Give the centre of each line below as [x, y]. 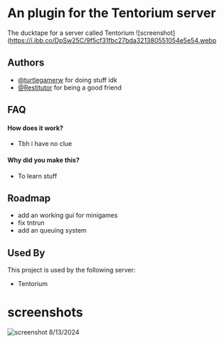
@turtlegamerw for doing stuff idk [67, 80]
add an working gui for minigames [68, 216]
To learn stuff [37, 176]
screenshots [45, 313]
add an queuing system [52, 231]
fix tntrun [31, 223]
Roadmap [29, 198]
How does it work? [36, 128]
